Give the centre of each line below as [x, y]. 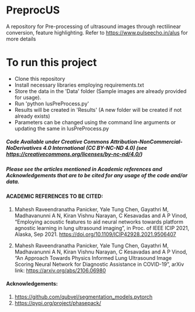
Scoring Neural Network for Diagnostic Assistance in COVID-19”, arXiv [99, 264]
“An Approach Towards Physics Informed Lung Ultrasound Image [93, 258]
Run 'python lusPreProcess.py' [52, 104]
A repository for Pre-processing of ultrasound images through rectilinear [94, 26]
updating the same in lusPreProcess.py [62, 128]
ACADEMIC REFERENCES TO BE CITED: [55, 196]
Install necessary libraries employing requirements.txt [79, 85]
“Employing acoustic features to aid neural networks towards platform [99, 222]
